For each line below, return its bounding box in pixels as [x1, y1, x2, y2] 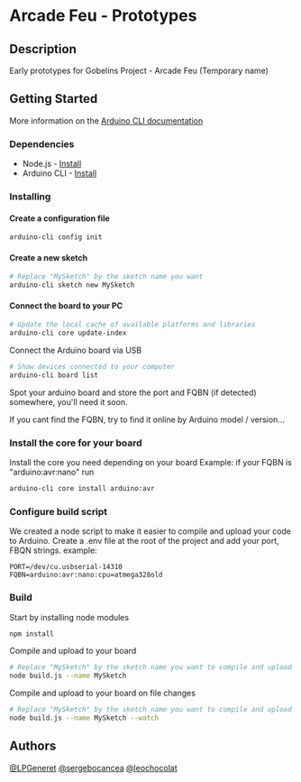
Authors [9, 739, 57, 754]
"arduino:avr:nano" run [9, 466, 95, 478]
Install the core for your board [9, 437, 142, 449]
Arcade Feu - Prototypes [9, 5, 197, 26]
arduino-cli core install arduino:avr [9, 484, 155, 493]
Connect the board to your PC [9, 299, 123, 311]
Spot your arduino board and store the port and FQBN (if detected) [9, 387, 257, 398]
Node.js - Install [22, 159, 82, 170]
